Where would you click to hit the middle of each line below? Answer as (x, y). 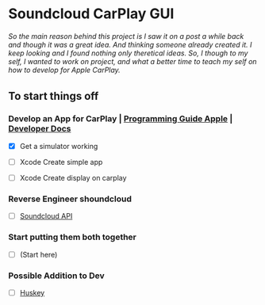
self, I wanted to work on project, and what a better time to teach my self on (132, 61)
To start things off (54, 96)
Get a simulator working (59, 146)
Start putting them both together (73, 237)
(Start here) (38, 254)
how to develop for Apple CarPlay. (64, 70)
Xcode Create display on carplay (73, 177)
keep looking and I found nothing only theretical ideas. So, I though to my (128, 53)
